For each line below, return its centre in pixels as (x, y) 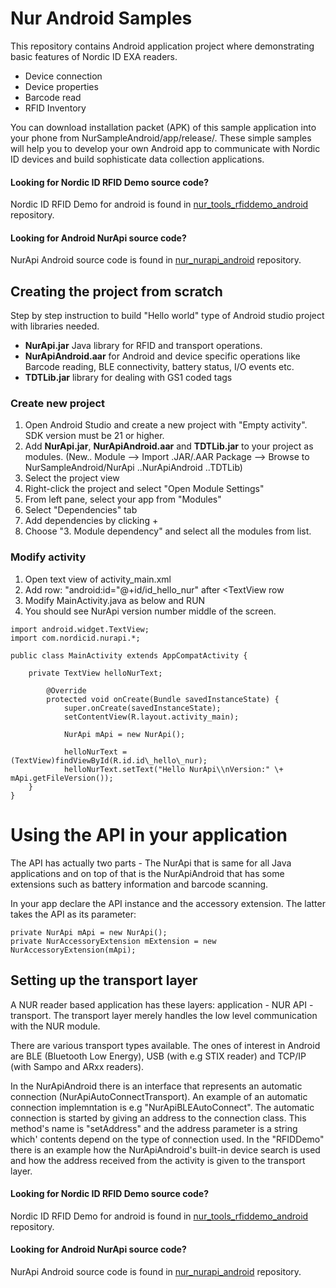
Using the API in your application (149, 834)
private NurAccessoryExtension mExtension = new (113, 941)
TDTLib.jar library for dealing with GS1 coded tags (128, 378)
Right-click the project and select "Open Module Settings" (144, 489)
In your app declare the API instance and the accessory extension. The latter (168, 903)
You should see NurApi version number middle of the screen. (150, 611)
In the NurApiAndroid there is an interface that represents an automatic (156, 1086)
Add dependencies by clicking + (91, 521)
